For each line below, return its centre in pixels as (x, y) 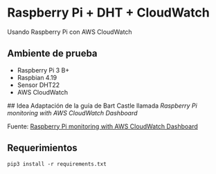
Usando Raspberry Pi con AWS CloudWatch (70, 32)
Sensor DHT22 (38, 85)
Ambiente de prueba (53, 54)
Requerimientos (42, 148)
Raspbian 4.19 (37, 77)
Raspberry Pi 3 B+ (43, 70)
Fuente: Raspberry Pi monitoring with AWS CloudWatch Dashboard (103, 126)
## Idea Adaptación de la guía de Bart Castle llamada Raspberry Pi (102, 106)
